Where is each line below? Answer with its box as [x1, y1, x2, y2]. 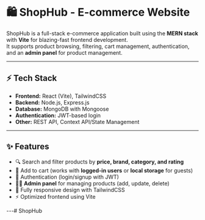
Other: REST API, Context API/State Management [15, 118, 140, 125]
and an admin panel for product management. [6, 49, 123, 56]
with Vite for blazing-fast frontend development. [6, 36, 128, 43]
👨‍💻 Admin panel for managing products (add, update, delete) [15, 179, 170, 187]
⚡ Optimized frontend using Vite [15, 193, 96, 200]
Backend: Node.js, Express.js [15, 98, 90, 106]
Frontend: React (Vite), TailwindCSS [15, 92, 107, 100]
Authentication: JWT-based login [15, 111, 101, 119]
